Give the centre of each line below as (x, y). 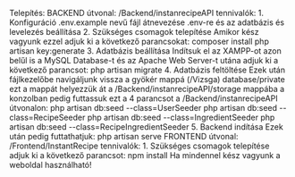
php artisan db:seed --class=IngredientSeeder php (181, 117)
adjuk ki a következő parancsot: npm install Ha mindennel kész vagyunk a (145, 155)
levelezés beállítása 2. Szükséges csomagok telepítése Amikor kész (134, 32)
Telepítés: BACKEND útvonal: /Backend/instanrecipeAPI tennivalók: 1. (137, 13)
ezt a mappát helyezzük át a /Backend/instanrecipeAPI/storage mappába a (147, 89)
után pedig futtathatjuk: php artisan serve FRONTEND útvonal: (124, 136)
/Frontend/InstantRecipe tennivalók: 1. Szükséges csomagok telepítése (139, 146)
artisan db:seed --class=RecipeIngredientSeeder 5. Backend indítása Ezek (146, 127)
